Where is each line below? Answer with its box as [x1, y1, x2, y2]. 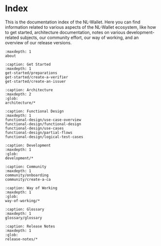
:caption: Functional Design [5, 109, 64, 114]
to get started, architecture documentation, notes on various [5, 29, 126, 35]
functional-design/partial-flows [5, 130, 73, 135]
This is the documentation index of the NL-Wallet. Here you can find [5, 19, 141, 25]
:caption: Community [5, 164, 47, 169]
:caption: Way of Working [5, 186, 57, 190]
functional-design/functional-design [5, 121, 81, 127]
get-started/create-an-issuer [5, 79, 66, 84]
